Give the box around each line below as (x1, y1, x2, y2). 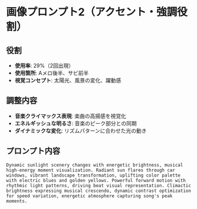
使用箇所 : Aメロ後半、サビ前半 (14, 69, 89, 77)
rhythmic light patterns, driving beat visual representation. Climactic (6, 183, 192, 188)
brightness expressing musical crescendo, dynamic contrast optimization (6, 188, 192, 194)
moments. (6, 198, 28, 204)
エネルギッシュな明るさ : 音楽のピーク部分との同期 (14, 120, 137, 127)
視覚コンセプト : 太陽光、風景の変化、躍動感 (14, 77, 122, 84)
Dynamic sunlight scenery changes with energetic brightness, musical (6, 162, 183, 168)
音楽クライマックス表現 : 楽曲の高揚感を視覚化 (14, 112, 127, 120)
